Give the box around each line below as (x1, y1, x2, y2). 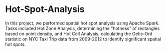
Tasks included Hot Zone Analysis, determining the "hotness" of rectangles (5, 25, 160, 31)
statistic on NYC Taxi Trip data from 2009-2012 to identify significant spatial (5, 36, 161, 42)
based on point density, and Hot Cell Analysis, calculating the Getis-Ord (5, 30, 153, 36)
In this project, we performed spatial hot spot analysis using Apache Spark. (5, 20, 160, 26)
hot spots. (5, 41, 26, 47)
